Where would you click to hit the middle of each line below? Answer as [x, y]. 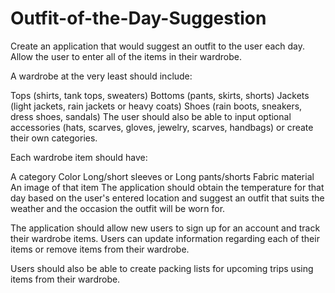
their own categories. [54, 138]
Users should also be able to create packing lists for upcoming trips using [162, 268]
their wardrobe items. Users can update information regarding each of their [165, 238]
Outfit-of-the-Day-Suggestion [138, 18]
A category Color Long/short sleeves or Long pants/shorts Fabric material [162, 176]
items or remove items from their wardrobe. [100, 249]
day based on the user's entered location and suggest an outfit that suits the [167, 198]
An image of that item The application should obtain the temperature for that [167, 187]
